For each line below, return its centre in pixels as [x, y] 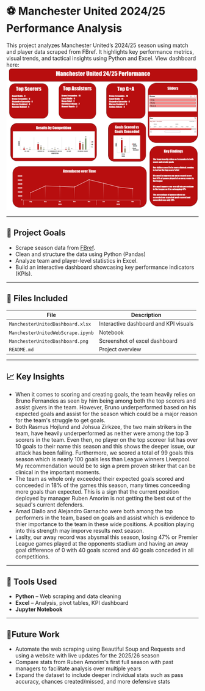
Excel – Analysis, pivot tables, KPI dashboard [72, 603]
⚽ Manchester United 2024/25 [86, 11]
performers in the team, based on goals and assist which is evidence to [105, 518]
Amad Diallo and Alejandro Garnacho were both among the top [94, 511]
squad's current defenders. [49, 505]
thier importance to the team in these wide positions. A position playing [104, 524]
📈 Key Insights [36, 377]
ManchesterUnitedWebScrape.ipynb [51, 333]
